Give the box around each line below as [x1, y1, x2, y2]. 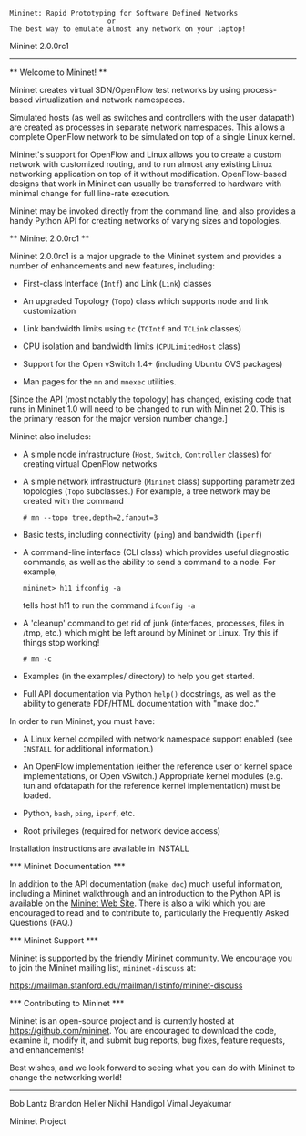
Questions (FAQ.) [9, 918, 74, 928]
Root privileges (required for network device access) [22, 826, 221, 836]
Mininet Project [9, 1116, 66, 1127]
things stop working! [22, 637, 100, 647]
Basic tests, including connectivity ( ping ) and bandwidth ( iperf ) [22, 530, 262, 540]
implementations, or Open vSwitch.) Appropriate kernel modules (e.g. [22, 771, 284, 781]
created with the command [22, 496, 125, 506]
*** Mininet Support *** [9, 935, 98, 945]
